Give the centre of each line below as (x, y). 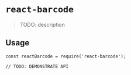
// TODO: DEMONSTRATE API (37, 66)
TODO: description (42, 24)
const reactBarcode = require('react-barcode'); (66, 56)
